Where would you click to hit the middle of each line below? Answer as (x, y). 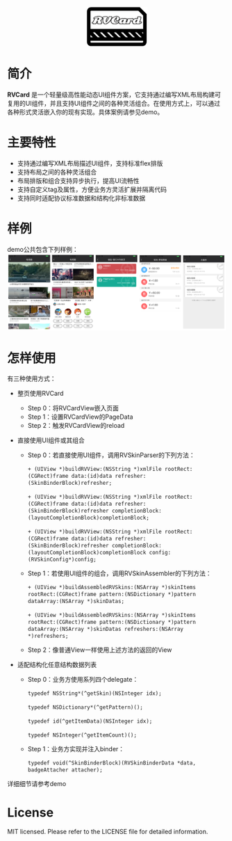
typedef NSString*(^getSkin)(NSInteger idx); (94, 694)
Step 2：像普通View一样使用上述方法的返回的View (100, 650)
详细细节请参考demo (37, 784)
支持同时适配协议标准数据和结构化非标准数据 (81, 198)
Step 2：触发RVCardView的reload (76, 426)
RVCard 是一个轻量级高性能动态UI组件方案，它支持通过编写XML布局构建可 (114, 95)
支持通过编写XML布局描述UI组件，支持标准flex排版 (90, 163)
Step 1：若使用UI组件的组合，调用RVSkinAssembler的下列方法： (119, 573)
